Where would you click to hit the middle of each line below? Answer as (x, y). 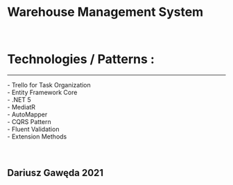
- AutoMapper (27, 114)
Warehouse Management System (105, 12)
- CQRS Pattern (29, 121)
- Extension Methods (37, 136)
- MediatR (21, 107)
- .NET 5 (19, 99)
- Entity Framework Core (42, 92)
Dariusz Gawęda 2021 (55, 173)
